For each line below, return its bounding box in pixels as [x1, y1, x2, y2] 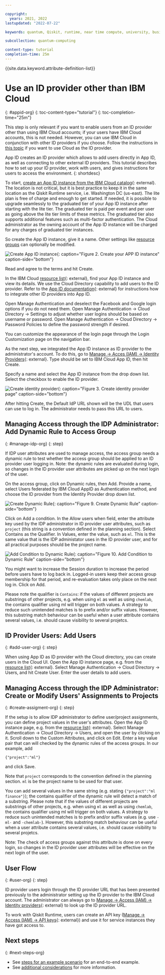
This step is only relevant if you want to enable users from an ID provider [5, 124, 152, 130]
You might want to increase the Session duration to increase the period [5, 566, 149, 572]
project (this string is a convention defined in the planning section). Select [5, 526, 156, 532]
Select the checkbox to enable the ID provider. [5, 376, 99, 382]
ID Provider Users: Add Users [5, 632, 97, 640]
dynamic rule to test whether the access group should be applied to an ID [5, 456, 154, 461]
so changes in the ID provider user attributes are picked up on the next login [5, 466, 160, 472]
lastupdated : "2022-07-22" [5, 21, 60, 26]
